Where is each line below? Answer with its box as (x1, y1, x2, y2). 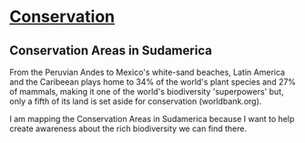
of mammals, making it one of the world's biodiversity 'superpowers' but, (9, 87, 284, 97)
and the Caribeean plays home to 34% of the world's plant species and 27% (9, 77, 297, 87)
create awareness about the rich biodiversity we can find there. (9, 123, 248, 134)
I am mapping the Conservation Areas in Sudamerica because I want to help (9, 114, 295, 124)
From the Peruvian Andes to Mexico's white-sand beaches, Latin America (9, 66, 285, 77)
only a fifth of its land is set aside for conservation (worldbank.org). (9, 96, 262, 107)
